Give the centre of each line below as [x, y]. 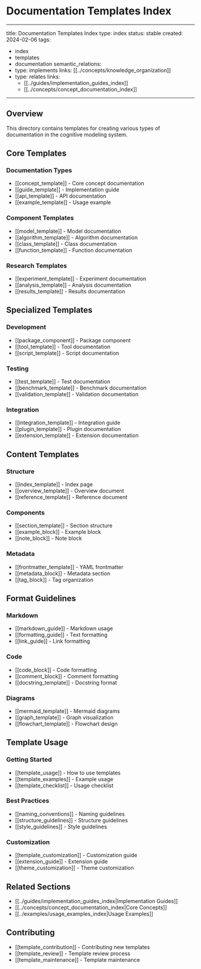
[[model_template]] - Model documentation [68, 231]
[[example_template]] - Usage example [63, 202]
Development [26, 327]
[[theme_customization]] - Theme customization [74, 868]
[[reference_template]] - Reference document [71, 497]
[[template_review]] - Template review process [72, 953]
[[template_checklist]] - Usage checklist [64, 785]
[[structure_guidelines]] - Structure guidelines [71, 820]
